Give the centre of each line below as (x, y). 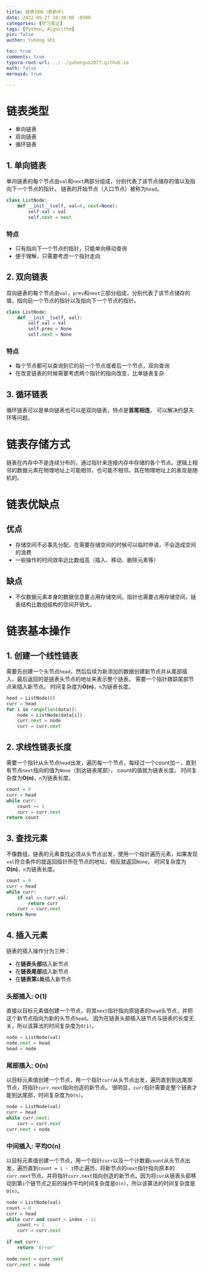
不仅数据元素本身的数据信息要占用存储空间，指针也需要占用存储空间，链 (105, 596)
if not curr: (23, 1242)
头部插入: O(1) (27, 996)
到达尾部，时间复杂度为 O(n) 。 (49, 1095)
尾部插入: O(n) (27, 1065)
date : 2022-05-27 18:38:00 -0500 (49, 18)
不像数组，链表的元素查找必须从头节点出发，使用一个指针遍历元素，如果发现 (102, 854)
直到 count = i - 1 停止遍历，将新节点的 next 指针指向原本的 (101, 1168)
